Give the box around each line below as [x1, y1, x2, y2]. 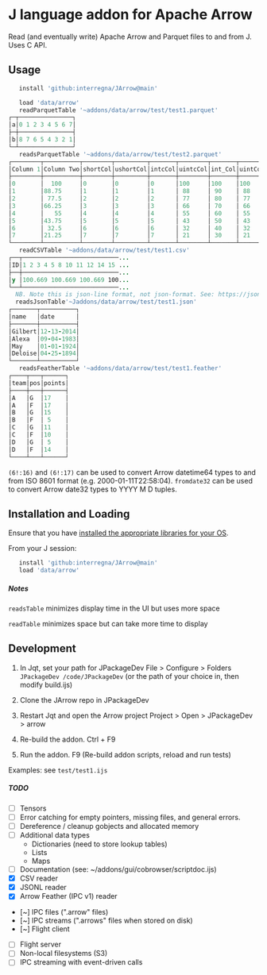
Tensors [19, 804, 47, 813]
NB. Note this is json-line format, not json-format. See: [15, 291, 215, 299]
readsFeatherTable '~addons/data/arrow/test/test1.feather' [18, 364, 222, 372]
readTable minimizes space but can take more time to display [8, 619, 208, 629]
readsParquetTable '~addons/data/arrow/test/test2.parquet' [18, 150, 222, 158]
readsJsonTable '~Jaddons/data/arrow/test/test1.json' [15, 298, 197, 306]
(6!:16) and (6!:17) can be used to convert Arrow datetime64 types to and [8, 467, 257, 477]
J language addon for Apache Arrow [8, 6, 253, 24]
